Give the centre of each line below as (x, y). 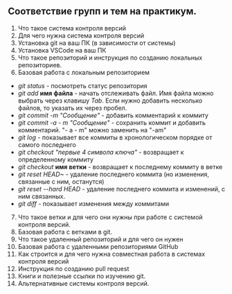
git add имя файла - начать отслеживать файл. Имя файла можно (116, 93)
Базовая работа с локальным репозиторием (84, 72)
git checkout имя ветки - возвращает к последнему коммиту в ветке (120, 166)
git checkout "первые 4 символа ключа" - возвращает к (101, 152)
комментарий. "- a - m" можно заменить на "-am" (92, 130)
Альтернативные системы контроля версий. (83, 283)
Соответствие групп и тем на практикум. (102, 11)
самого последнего (47, 144)
